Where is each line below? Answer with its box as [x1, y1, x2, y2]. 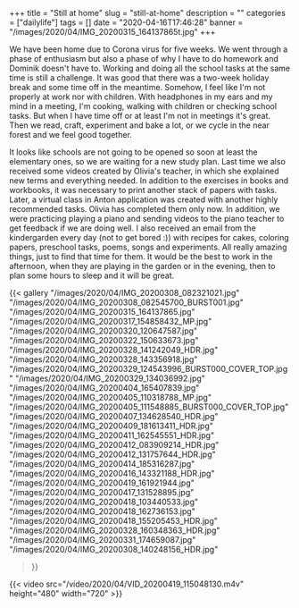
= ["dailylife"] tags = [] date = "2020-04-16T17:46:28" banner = [9, 17, 244, 28]
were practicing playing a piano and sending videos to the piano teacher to [9, 214, 285, 224]
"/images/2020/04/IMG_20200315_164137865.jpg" [9, 307, 195, 317]
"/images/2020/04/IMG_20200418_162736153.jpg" [9, 506, 196, 517]
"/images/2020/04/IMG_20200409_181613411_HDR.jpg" [9, 420, 214, 431]
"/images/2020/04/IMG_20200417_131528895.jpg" [9, 487, 195, 497]
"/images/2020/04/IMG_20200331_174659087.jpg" [9, 535, 196, 545]
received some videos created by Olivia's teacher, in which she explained [9, 165, 279, 176]
